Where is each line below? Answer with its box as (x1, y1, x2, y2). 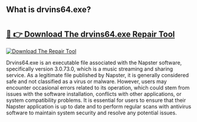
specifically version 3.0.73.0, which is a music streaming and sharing (6, 65, 173, 72)
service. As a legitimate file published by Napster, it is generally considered (6, 72, 189, 78)
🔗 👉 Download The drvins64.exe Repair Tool (6, 29, 175, 39)
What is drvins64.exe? (6, 5, 91, 15)
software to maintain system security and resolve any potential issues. (6, 109, 177, 116)
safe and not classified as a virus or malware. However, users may (6, 78, 167, 85)
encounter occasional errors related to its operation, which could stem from (6, 84, 190, 91)
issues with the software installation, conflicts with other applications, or (6, 91, 182, 97)
